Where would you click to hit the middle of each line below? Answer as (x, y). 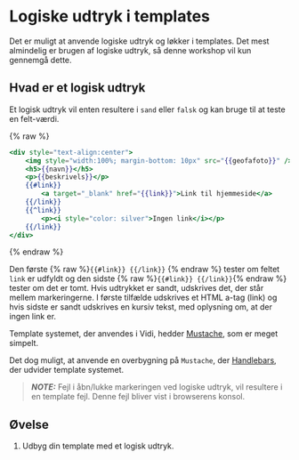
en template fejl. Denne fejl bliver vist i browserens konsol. (138, 397)
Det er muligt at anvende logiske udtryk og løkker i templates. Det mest (139, 41)
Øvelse (29, 424)
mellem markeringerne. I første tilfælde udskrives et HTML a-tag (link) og (143, 298)
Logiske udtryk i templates (110, 16)
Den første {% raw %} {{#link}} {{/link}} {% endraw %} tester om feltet (145, 270)
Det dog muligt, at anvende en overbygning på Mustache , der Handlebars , (143, 360)
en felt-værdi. (34, 118)
